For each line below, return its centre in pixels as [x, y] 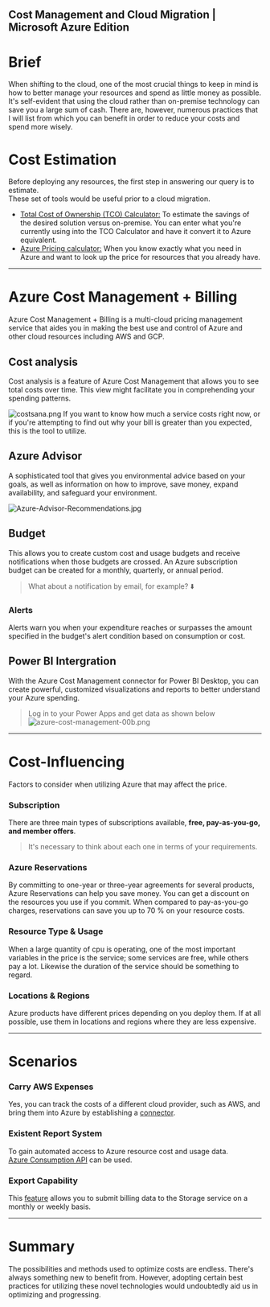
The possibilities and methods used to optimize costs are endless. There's [131, 1268]
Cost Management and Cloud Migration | [112, 15]
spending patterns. [40, 398]
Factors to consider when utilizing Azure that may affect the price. [118, 784]
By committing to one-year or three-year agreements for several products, [131, 885]
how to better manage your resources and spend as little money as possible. [135, 92]
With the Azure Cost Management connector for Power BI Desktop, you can [134, 680]
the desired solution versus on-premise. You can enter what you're [131, 223]
